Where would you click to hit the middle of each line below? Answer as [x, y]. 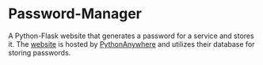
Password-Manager [75, 14]
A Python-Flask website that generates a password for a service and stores [131, 36]
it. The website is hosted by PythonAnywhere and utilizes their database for [131, 44]
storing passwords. [40, 52]
